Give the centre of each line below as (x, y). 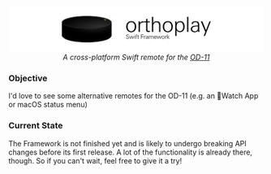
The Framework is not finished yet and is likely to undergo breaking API (127, 143)
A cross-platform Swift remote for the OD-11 (136, 57)
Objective (28, 78)
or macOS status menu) (48, 105)
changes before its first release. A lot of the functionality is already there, (131, 152)
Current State (36, 126)
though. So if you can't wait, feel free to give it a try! (95, 160)
